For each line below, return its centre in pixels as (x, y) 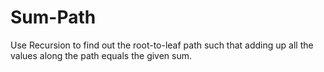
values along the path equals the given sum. (101, 55)
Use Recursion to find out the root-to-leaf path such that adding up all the (162, 45)
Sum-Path (53, 17)
